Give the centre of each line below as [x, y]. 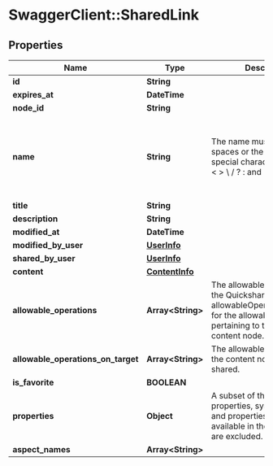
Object [159, 416]
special [225, 162]
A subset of [233, 396]
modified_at [36, 232]
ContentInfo [170, 272]
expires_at [33, 95]
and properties [239, 416]
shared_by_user [44, 258]
